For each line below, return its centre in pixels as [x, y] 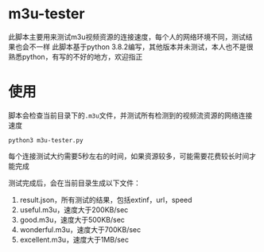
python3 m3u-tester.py [46, 140]
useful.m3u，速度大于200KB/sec [74, 209]
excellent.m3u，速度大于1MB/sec [74, 239]
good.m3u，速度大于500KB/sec [72, 219]
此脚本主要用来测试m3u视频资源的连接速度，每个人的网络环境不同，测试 [127, 37]
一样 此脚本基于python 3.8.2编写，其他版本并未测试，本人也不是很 [144, 47]
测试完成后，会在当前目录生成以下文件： [74, 183]
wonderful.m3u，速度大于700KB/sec [80, 229]
